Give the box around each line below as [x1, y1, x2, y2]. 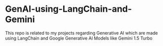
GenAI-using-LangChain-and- [5, 3, 132, 15]
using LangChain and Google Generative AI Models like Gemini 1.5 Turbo [5, 35, 153, 41]
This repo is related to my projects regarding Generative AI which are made [5, 30, 158, 36]
